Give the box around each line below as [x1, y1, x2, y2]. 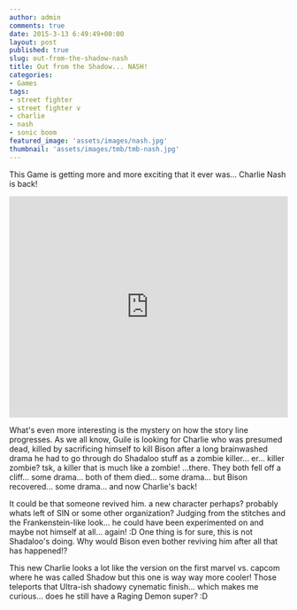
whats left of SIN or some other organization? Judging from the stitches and [9, 507, 286, 518]
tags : [9, 87, 29, 96]
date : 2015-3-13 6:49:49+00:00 [9, 29, 125, 38]
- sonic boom [9, 128, 57, 137]
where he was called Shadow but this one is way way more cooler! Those [9, 572, 277, 583]
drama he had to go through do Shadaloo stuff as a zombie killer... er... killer [9, 452, 286, 463]
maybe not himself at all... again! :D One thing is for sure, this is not [9, 526, 254, 537]
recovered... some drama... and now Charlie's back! [9, 481, 197, 491]
